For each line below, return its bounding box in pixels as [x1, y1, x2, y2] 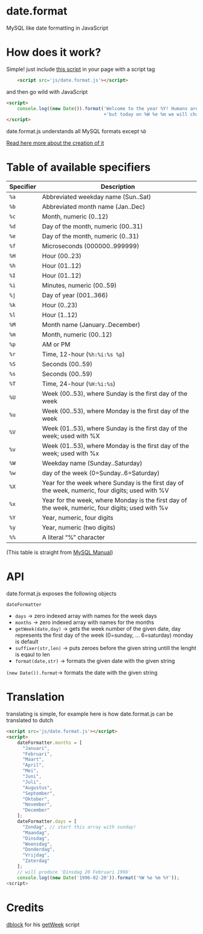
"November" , [22, 801, 53, 807]
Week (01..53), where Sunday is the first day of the [42, 424, 188, 433]
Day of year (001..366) [42, 291, 108, 300]
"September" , [22, 790, 56, 797]
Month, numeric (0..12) [42, 212, 109, 221]
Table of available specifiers [6, 160, 151, 174]
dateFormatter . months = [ [17, 740, 83, 746]
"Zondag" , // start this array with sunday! [22, 824, 137, 830]
